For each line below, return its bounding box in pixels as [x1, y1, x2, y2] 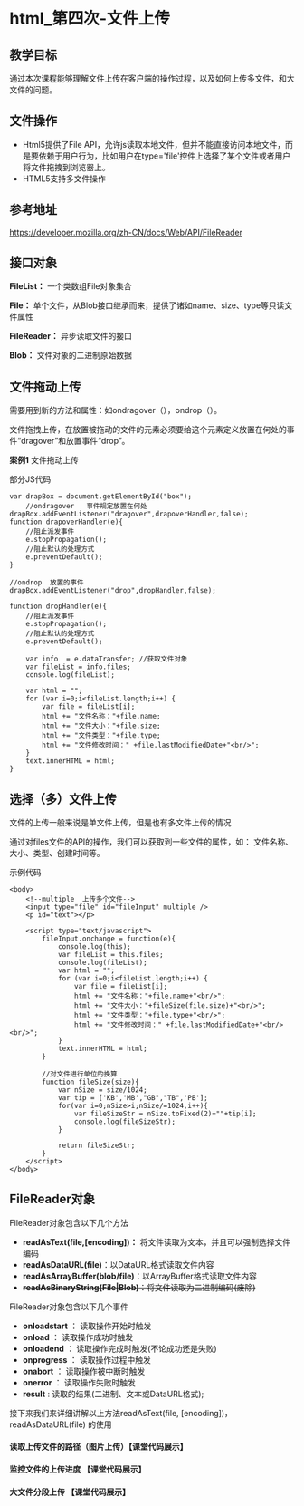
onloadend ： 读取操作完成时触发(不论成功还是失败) [22, 1343, 217, 1354]
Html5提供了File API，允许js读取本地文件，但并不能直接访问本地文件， [22, 139, 286, 150]
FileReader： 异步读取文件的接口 [9, 331, 133, 342]
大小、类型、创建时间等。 [9, 848, 105, 859]
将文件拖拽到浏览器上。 [22, 161, 110, 172]
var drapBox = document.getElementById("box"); [9, 492, 193, 501]
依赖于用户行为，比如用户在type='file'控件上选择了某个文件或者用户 [38, 150, 291, 161]
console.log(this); [57, 942, 131, 951]
